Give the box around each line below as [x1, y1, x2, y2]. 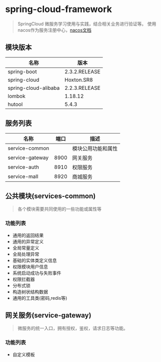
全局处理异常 [12, 251, 39, 257]
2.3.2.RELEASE [64, 68, 101, 75]
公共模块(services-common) [5, 192, 96, 200]
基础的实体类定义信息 [12, 257, 57, 263]
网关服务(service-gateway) [5, 311, 92, 320]
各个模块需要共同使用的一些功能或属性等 [17, 206, 102, 212]
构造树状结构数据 [12, 289, 48, 295]
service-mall [8, 173, 39, 180]
